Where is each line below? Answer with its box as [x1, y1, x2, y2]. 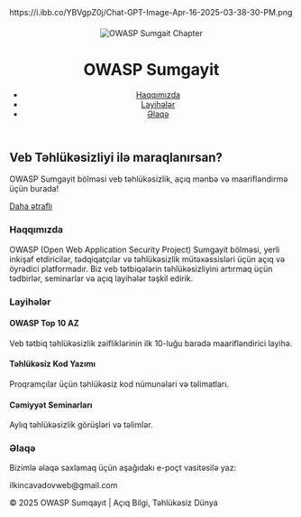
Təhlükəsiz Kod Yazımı [9, 359, 96, 370]
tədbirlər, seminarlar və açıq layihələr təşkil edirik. [9, 273, 194, 284]
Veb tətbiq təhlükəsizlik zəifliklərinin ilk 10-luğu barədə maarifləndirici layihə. [9, 337, 293, 349]
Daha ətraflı [9, 201, 52, 211]
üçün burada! [9, 183, 59, 194]
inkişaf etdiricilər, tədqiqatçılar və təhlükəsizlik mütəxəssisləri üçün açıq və [9, 253, 286, 264]
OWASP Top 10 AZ [9, 318, 79, 329]
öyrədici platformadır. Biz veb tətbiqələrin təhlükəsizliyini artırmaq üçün [9, 263, 273, 274]
